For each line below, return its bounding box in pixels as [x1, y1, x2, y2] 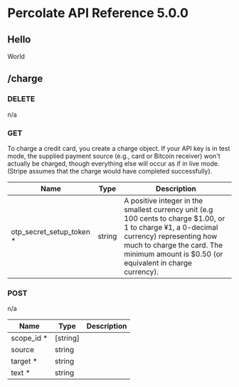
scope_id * [11, 333, 48, 343]
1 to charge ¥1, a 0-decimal [124, 222, 218, 232]
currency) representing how [124, 231, 218, 241]
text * [11, 368, 31, 378]
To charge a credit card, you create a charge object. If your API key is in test [7, 144, 230, 152]
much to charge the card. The [124, 240, 223, 250]
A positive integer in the [124, 196, 203, 206]
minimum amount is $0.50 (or [124, 249, 223, 259]
